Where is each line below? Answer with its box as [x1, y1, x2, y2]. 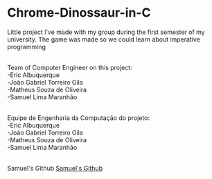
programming [7, 42, 46, 51]
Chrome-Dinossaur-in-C [7, 5, 151, 21]
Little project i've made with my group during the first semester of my [7, 28, 206, 36]
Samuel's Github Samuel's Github [7, 164, 103, 172]
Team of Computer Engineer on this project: [7, 63, 133, 71]
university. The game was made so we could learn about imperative [7, 35, 201, 43]
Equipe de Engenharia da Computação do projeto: [7, 113, 150, 122]
